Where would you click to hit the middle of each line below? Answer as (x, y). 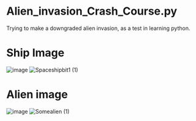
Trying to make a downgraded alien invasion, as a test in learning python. (98, 28)
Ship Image (35, 53)
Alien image (37, 94)
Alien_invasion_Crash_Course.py (92, 11)
